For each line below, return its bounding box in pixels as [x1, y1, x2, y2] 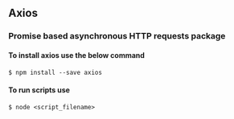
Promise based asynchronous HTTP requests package [8, 31, 226, 42]
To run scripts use [8, 85, 71, 95]
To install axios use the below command [8, 50, 145, 59]
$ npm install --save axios [8, 68, 103, 76]
